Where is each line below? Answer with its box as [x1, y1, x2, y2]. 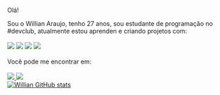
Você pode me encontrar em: [7, 57, 92, 66]
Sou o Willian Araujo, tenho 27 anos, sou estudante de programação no [7, 20, 214, 27]
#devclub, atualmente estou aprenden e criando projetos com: [7, 27, 188, 35]
